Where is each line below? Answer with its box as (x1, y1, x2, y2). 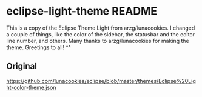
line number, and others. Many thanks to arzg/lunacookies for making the (6, 37, 189, 44)
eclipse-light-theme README (6, 4, 158, 18)
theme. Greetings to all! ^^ (6, 44, 71, 51)
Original (6, 61, 38, 72)
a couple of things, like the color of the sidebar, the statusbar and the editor (6, 30, 195, 38)
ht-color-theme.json (6, 84, 56, 91)
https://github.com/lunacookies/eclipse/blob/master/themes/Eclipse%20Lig (6, 77, 196, 84)
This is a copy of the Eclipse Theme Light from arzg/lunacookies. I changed (6, 24, 195, 32)
